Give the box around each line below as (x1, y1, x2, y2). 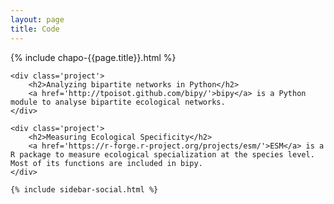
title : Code (10, 24, 60, 34)
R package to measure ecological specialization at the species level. (10, 149, 315, 160)
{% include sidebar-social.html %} (10, 184, 159, 195)
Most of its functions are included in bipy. (10, 158, 203, 168)
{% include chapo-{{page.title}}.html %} (10, 51, 177, 63)
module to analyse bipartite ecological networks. (10, 97, 226, 107)
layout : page (10, 14, 65, 25)
